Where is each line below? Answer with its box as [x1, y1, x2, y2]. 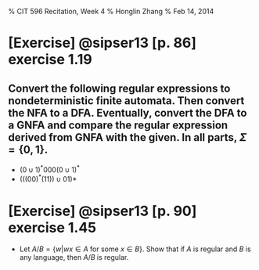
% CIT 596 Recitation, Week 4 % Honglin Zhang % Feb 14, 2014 [8, 7, 214, 16]
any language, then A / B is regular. [19, 253, 129, 262]
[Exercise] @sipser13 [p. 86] [8, 34, 197, 52]
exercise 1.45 [8, 218, 97, 236]
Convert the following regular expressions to [8, 81, 231, 95]
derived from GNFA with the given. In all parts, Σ [8, 131, 247, 144]
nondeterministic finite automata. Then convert [8, 94, 245, 107]
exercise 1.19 [8, 51, 92, 69]
